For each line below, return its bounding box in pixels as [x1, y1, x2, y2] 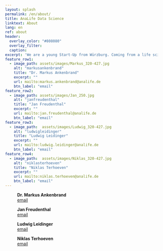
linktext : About [5, 20, 38, 26]
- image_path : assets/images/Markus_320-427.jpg [9, 61, 110, 66]
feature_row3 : [5, 120, 34, 125]
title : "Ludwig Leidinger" [14, 134, 68, 138]
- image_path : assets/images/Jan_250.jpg [9, 93, 95, 98]
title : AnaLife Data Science [5, 16, 64, 21]
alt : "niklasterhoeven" [14, 161, 62, 166]
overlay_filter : [9, 43, 42, 48]
